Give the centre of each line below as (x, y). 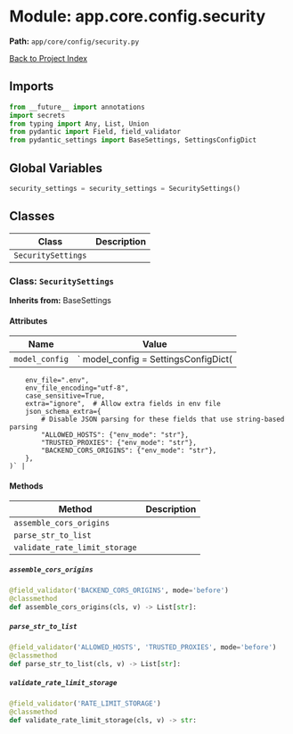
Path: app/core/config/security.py (74, 41)
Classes (32, 216)
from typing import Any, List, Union (79, 124)
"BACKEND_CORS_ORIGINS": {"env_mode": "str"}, (129, 451)
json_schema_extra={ (63, 412)
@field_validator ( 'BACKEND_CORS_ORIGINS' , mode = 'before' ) (119, 590)
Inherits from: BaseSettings (60, 300)
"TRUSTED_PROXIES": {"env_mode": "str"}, (119, 443)
